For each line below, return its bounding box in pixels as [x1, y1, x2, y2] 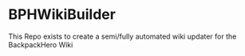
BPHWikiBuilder [8, 6, 116, 24]
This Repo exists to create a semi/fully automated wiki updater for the [8, 32, 237, 41]
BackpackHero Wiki [8, 39, 73, 49]
